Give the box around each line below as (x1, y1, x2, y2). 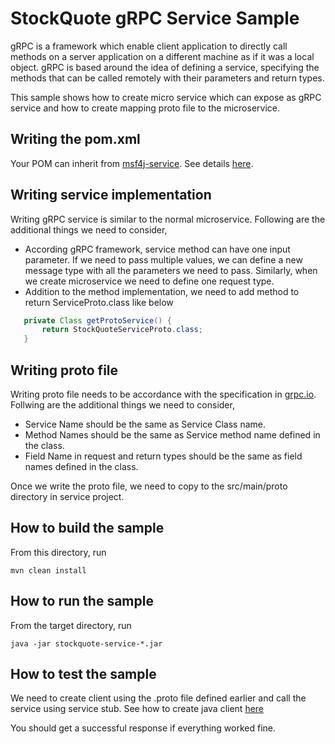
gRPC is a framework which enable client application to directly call (10, 40, 288, 52)
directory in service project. (10, 491, 125, 502)
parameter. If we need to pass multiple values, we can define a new (24, 253, 303, 266)
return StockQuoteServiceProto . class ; (41, 325, 203, 335)
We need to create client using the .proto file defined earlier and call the (10, 692, 307, 704)
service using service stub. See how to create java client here (10, 703, 265, 715)
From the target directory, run (10, 619, 132, 631)
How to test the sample (10, 666, 157, 683)
